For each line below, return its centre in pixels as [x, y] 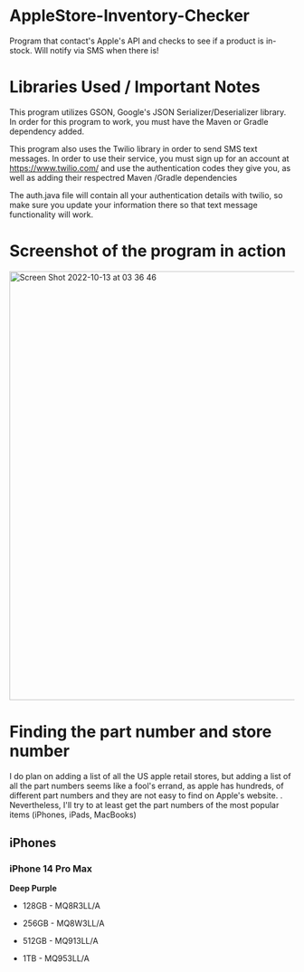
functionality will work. [52, 214]
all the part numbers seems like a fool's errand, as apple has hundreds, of [147, 786]
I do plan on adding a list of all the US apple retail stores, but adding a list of [150, 776]
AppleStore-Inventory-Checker [130, 16]
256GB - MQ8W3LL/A [63, 923]
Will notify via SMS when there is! [97, 50]
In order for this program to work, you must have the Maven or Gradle [139, 121]
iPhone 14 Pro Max [51, 869]
